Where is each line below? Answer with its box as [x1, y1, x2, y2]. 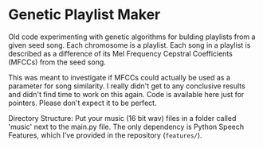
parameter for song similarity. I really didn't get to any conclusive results [8, 81, 245, 91]
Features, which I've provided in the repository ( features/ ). [8, 130, 202, 140]
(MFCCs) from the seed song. [8, 57, 106, 67]
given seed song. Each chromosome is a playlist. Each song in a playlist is [8, 40, 251, 49]
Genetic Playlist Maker [8, 6, 161, 24]
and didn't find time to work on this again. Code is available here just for [8, 89, 245, 99]
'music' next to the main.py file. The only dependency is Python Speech [8, 122, 245, 131]
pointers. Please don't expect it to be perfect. [8, 98, 157, 107]
